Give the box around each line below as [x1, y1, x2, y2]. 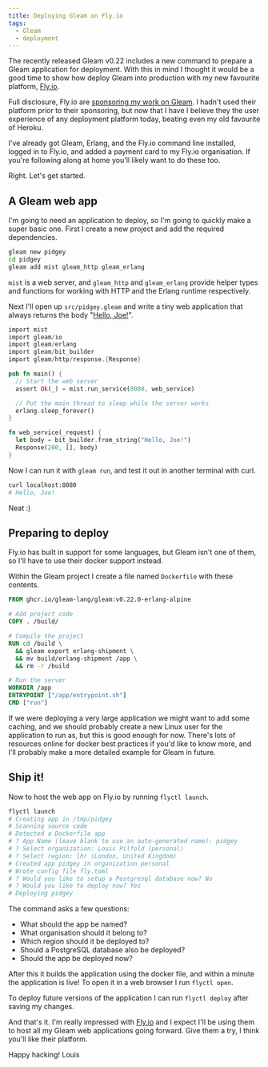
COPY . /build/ [8, 618, 59, 626]
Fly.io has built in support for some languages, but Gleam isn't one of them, [8, 547, 257, 558]
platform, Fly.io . [8, 82, 60, 91]
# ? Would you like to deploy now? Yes [8, 882, 142, 891]
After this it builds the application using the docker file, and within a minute [8, 969, 254, 979]
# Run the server [8, 676, 66, 684]
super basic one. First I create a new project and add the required [8, 224, 225, 233]
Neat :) [8, 503, 31, 513]
